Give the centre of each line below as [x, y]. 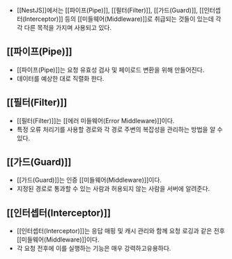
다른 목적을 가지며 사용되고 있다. [68, 28]
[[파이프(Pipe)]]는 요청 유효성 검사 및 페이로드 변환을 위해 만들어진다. [110, 70]
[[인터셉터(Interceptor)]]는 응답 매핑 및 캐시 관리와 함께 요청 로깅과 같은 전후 [121, 231]
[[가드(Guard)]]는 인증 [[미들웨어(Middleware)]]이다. [89, 180]
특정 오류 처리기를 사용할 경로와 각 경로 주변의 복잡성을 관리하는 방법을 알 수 [120, 129]
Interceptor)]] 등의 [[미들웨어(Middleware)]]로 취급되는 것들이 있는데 [119, 19]
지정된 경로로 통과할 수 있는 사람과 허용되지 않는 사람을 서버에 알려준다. [113, 189]
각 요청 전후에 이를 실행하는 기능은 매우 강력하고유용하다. [94, 249]
